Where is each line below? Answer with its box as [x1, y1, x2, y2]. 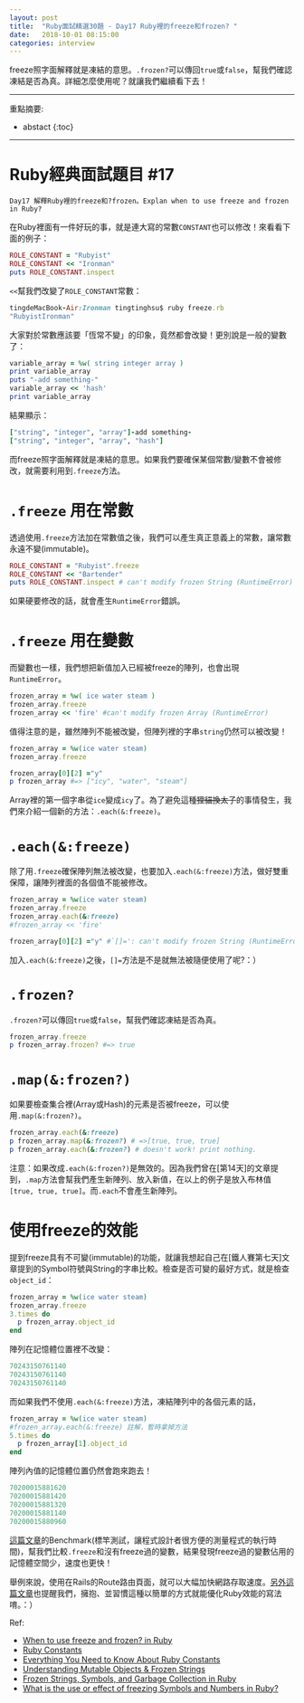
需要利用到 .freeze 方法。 [33, 465, 126, 476]
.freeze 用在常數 [9, 499, 134, 520]
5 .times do [9, 1431, 51, 1440]
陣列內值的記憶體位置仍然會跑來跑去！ [9, 1465, 152, 1476]
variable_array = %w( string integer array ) [9, 358, 184, 367]
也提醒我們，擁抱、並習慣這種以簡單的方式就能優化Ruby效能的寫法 [33, 1587, 282, 1598]
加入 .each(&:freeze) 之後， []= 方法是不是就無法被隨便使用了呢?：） [9, 954, 261, 965]
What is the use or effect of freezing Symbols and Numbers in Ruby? [22, 1682, 279, 1693]
